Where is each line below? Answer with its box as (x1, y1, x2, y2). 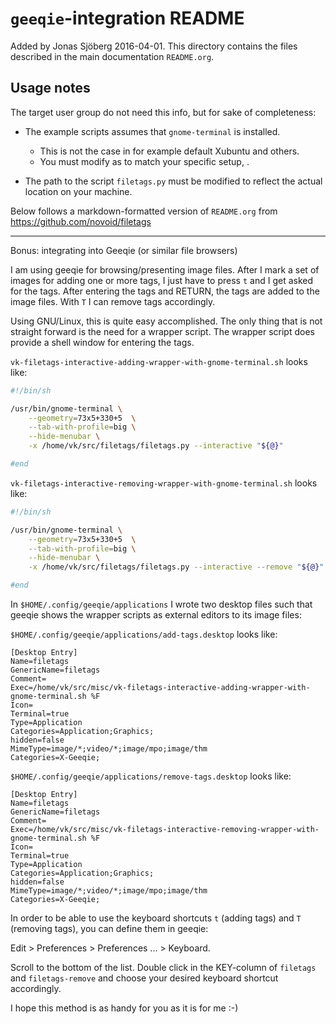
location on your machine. (24, 185, 133, 197)
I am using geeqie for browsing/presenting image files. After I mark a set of (10, 263, 320, 276)
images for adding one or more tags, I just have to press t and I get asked (10, 274, 314, 286)
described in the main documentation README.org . (10, 50, 215, 62)
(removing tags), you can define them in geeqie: (10, 923, 209, 934)
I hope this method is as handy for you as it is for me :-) (10, 1002, 239, 1014)
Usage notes (10, 80, 91, 97)
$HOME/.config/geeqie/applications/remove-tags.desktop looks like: (10, 770, 292, 782)
